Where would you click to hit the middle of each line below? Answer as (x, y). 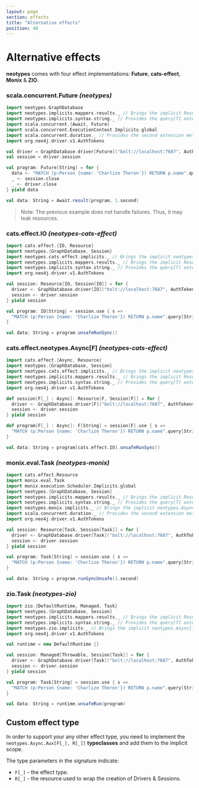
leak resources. (39, 218)
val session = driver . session (44, 157)
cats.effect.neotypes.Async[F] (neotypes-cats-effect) (87, 348)
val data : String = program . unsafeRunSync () (62, 333)
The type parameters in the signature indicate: (63, 761)
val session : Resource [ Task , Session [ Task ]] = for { (73, 530)
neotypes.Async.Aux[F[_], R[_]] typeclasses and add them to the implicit (97, 743)
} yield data (22, 190)
